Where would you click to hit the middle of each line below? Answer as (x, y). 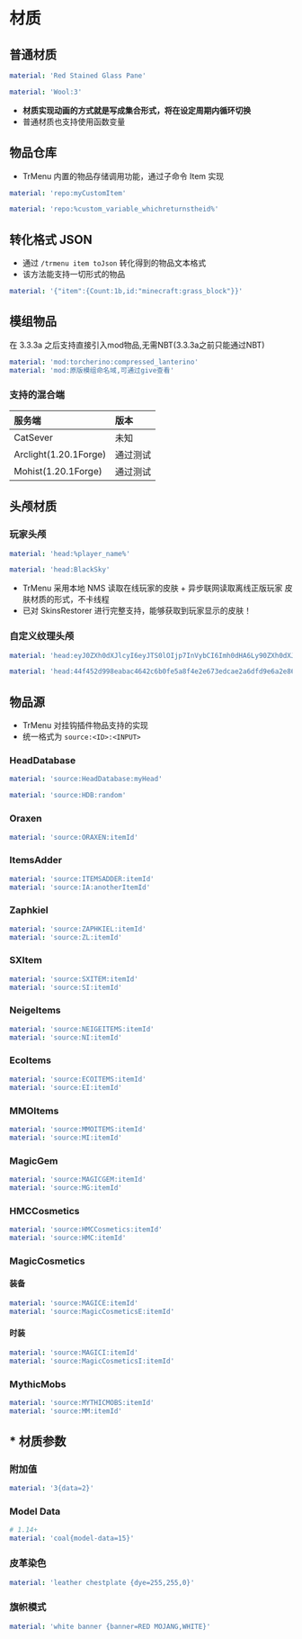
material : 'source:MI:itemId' (66, 1138)
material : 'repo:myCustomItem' (68, 193)
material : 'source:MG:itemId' (66, 1188)
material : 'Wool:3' (46, 92)
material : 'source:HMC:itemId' (68, 1238)
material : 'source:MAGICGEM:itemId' (78, 1179)
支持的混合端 (37, 395)
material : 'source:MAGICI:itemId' (74, 1352)
